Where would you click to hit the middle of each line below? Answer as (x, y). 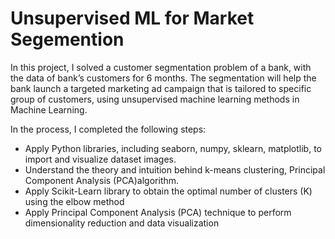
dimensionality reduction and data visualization (122, 223)
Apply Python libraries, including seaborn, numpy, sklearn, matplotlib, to (173, 148)
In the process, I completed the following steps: (108, 129)
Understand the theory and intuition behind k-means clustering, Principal (175, 169)
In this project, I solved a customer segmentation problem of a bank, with (161, 67)
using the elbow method (74, 201)
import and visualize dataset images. (100, 159)
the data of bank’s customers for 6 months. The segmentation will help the (163, 78)
